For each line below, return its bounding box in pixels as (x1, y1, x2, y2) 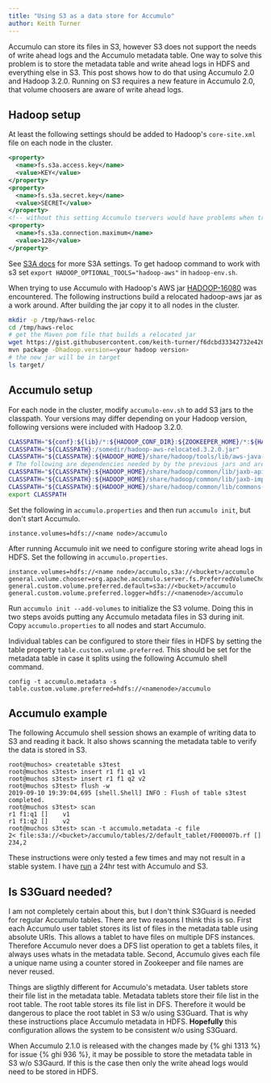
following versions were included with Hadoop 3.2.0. (8, 422, 183, 431)
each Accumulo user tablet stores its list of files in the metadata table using (8, 924, 259, 933)
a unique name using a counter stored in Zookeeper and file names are (8, 958, 244, 968)
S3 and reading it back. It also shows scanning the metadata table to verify (8, 737, 257, 746)
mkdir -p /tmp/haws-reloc (8, 316, 95, 324)
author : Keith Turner (8, 19, 81, 28)
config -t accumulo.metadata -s (8, 677, 117, 686)
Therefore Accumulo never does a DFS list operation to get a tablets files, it (8, 941, 259, 951)
